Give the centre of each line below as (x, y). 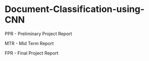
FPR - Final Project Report (32, 53)
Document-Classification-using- (74, 9)
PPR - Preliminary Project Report (39, 33)
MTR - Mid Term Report (29, 43)
